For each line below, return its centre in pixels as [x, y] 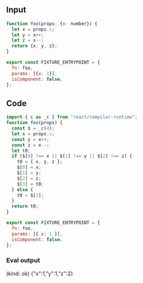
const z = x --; [31, 145]
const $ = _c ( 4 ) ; [33, 128]
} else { [22, 189]
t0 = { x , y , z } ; [40, 162]
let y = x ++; [28, 35]
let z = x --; [28, 40]
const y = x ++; [31, 139]
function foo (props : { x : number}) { [52, 23]
